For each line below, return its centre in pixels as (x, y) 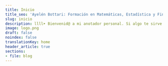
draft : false (19, 33)
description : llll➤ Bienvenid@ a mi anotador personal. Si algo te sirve (84, 24)
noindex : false (21, 38)
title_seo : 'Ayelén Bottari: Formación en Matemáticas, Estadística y (80, 14)
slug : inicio (19, 19)
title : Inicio (20, 10)
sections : (15, 51)
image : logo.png (22, 28)
